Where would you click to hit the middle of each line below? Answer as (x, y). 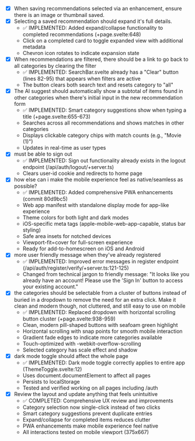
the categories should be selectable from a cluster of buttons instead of (100, 293)
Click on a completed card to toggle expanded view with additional (103, 41)
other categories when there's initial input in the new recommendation (98, 98)
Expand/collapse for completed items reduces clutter (86, 419)
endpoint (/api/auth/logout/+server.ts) (68, 167)
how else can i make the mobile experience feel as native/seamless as (98, 180)
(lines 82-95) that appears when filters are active (81, 79)
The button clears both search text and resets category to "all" (98, 85)
